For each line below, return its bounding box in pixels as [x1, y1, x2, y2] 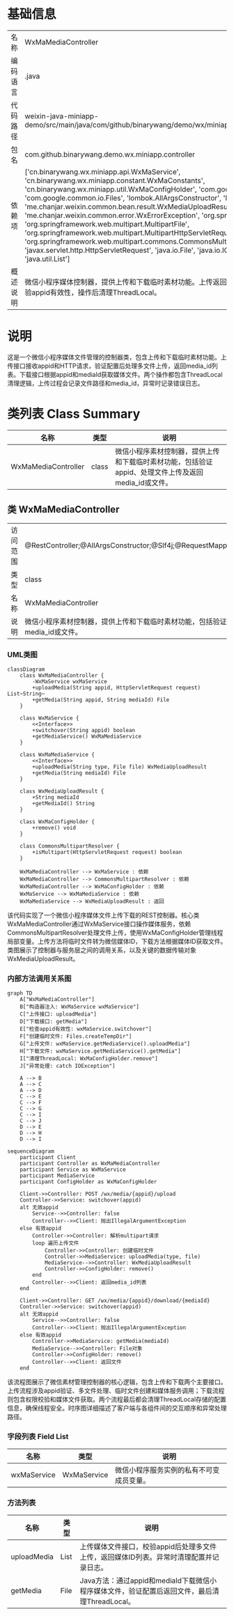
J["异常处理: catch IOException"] [19, 1063, 116, 1070]
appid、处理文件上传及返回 [114, 467, 203, 477]
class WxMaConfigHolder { [19, 818, 95, 825]
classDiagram [7, 666, 45, 673]
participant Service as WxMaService [19, 1166, 127, 1174]
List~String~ [7, 690, 45, 697]
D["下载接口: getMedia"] [19, 1018, 88, 1025]
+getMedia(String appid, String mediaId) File [32, 696, 170, 704]
